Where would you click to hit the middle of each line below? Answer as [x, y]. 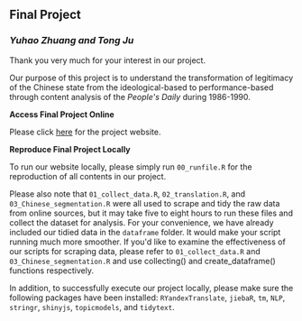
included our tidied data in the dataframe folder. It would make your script [145, 232]
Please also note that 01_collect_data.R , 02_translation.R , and [128, 194]
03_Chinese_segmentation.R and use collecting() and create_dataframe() [143, 261]
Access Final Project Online [62, 114]
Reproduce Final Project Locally [70, 149]
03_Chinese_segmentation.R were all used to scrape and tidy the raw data [145, 203]
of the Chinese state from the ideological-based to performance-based [142, 87]
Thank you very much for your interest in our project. [107, 60]
